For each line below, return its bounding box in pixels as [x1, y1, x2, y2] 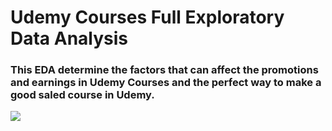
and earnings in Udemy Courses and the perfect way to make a [10, 76, 322, 90]
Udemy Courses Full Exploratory [10, 6, 285, 29]
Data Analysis [10, 27, 129, 50]
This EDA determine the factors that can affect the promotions [10, 63, 319, 77]
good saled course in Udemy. [10, 88, 155, 102]
